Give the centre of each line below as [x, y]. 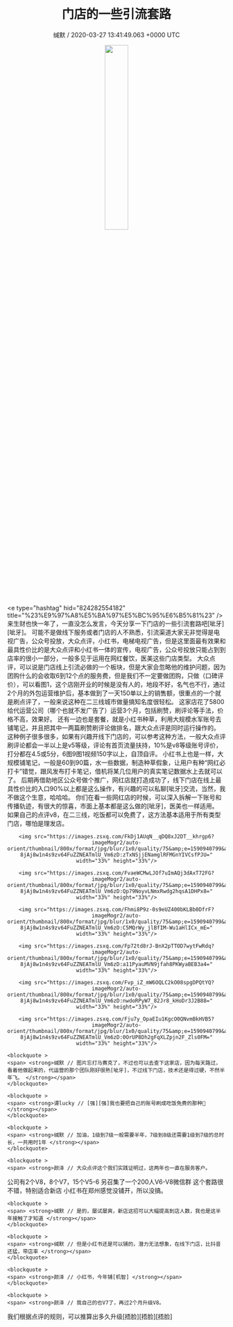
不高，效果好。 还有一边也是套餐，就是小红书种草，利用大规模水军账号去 [117, 719]
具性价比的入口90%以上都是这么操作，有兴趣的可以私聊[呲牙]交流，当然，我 [116, 788]
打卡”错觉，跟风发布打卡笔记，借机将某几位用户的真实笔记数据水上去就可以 [115, 771]
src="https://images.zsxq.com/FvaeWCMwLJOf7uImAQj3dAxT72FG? [124, 873]
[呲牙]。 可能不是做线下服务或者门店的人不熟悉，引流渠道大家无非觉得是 [111, 632]
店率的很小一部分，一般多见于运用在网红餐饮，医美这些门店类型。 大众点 [111, 658]
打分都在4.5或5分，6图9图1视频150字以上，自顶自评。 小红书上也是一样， [112, 754]
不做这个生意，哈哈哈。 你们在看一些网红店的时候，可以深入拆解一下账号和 [114, 797]
